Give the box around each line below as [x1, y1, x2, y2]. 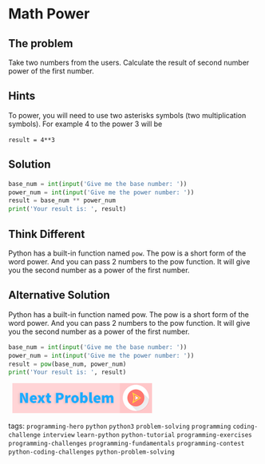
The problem [8, 37, 73, 50]
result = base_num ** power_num [8, 196, 116, 204]
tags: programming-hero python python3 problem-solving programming [8, 421, 231, 431]
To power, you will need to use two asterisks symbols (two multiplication [8, 110, 247, 120]
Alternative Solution [8, 288, 110, 302]
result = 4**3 [8, 136, 56, 144]
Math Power [8, 5, 90, 23]
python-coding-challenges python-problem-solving [8, 448, 176, 456]
